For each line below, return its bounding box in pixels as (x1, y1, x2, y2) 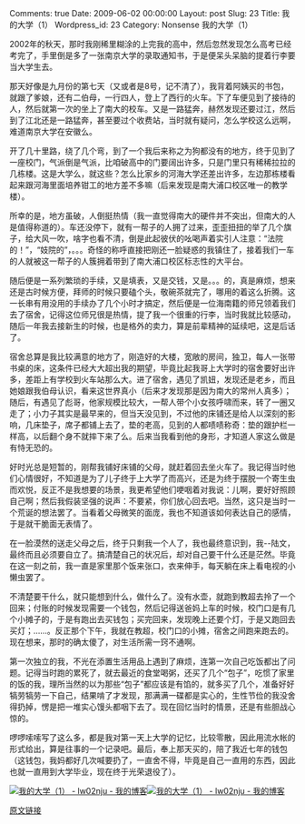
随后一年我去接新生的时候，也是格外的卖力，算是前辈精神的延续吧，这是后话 (9, 321, 296, 331)
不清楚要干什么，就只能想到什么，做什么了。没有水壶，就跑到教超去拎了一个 (9, 591, 296, 602)
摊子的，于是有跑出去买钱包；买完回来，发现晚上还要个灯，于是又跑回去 (25, 614, 296, 625)
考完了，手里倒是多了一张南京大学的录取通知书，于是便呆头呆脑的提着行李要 (9, 50, 296, 61)
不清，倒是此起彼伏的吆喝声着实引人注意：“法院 (103, 233, 284, 244)
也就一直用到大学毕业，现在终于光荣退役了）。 (9, 767, 181, 777)
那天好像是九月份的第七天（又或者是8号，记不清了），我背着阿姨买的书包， (9, 81, 289, 91)
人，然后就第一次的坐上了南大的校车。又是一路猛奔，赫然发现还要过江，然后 (9, 104, 296, 114)
